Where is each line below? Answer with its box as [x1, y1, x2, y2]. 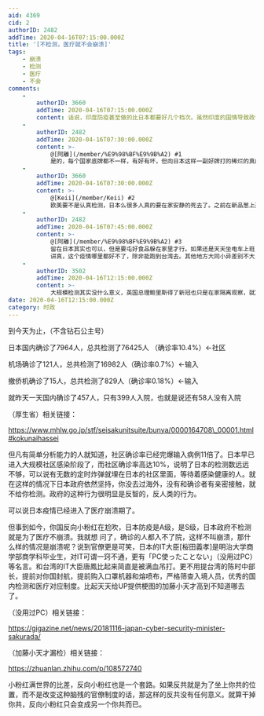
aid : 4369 [8, 11, 41, 20]
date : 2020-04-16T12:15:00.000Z [8, 296, 114, 304]
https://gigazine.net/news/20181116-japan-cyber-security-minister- [8, 623, 225, 633]
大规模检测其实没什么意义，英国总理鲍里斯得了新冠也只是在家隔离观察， [49, 289, 250, 297]
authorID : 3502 [36, 267, 86, 275]
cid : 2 [8, 19, 30, 27]
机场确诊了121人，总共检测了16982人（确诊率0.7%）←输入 [8, 359, 199, 369]
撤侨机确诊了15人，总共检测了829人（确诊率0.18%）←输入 [8, 376, 199, 385]
